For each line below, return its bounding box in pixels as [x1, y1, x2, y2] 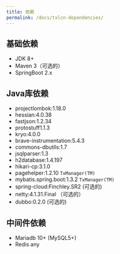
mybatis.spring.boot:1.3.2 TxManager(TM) [14, 176, 115, 183]
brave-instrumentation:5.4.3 [14, 137, 85, 145]
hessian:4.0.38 [14, 111, 52, 118]
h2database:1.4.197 [14, 156, 63, 164]
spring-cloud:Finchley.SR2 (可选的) [14, 183, 103, 190]
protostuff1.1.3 [14, 124, 50, 131]
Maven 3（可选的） [14, 62, 63, 70]
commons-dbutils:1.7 [14, 143, 68, 151]
